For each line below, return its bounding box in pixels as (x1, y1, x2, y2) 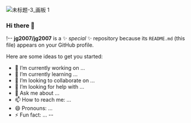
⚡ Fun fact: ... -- (14, 111, 54, 118)
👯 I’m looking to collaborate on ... (14, 77, 95, 84)
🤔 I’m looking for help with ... (14, 83, 85, 90)
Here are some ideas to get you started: (6, 53, 103, 60)
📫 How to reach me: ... (14, 96, 72, 103)
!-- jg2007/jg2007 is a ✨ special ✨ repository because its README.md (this (6, 35, 185, 42)
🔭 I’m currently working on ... (14, 64, 85, 72)
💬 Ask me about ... (14, 89, 60, 97)
